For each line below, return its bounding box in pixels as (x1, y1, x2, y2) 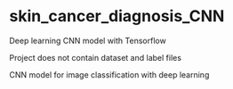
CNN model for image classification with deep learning (9, 69, 210, 80)
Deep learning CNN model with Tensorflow (9, 35, 166, 46)
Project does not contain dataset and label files (9, 52, 182, 63)
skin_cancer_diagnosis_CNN (9, 6, 225, 26)
